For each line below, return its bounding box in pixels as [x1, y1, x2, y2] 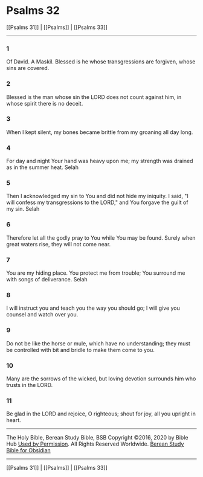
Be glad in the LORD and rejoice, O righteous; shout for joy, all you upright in [6, 410, 196, 417]
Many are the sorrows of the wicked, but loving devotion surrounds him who [6, 375, 196, 382]
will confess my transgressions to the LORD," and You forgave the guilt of [6, 199, 188, 206]
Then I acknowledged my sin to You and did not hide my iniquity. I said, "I [6, 193, 188, 200]
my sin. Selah [6, 205, 40, 213]
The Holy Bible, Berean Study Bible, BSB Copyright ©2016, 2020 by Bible [6, 434, 188, 441]
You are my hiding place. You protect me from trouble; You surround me [6, 269, 185, 277]
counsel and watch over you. [6, 311, 79, 318]
